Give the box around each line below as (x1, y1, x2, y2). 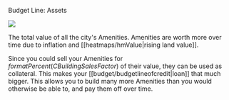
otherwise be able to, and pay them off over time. (8, 84, 153, 93)
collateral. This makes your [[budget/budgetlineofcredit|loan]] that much (8, 70, 221, 77)
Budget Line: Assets (8, 6, 67, 14)
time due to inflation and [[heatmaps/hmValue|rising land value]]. (8, 40, 199, 49)
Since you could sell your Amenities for (8, 55, 123, 62)
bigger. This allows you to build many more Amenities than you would (8, 77, 213, 85)
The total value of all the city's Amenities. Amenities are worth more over (8, 33, 222, 41)
